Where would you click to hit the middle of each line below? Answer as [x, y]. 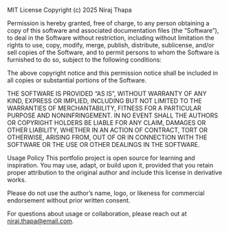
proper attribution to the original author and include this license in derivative [115, 172]
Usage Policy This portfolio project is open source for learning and [101, 158]
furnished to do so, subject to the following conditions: [84, 60]
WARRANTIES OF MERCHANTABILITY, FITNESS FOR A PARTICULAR [104, 108]
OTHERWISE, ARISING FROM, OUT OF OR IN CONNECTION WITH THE [107, 137]
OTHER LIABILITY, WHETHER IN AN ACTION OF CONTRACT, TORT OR [107, 130]
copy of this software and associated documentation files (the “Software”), [113, 31]
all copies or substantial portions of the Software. [77, 80]
